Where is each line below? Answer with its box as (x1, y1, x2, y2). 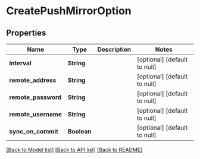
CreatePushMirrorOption (6, 4, 132, 18)
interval (9, 59, 32, 67)
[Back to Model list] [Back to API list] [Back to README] (6, 147, 143, 153)
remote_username (9, 110, 62, 118)
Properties (6, 28, 46, 38)
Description (97, 46, 132, 53)
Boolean (67, 128, 92, 135)
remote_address (9, 76, 57, 84)
